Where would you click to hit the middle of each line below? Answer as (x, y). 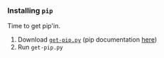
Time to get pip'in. (34, 26)
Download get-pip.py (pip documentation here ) (87, 40)
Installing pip (30, 11)
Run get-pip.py (40, 47)
